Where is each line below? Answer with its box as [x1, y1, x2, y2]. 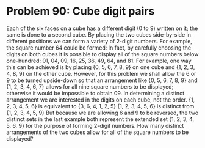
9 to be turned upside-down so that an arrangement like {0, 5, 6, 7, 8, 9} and [6, 76, 198, 84]
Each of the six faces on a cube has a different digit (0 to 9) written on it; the [6, 24, 198, 32]
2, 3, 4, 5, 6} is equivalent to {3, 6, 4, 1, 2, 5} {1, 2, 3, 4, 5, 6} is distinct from [6, 102, 195, 109]
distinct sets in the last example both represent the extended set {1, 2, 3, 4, [6, 115, 194, 123]
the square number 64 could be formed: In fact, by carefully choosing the [6, 44, 191, 51]
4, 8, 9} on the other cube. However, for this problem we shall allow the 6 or [6, 70, 196, 77]
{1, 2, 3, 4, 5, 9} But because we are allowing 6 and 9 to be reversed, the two [6, 109, 199, 116]
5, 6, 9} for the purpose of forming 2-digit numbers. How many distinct [6, 122, 184, 129]
